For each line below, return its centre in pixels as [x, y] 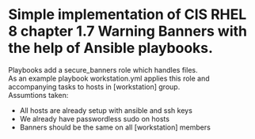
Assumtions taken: [38, 95]
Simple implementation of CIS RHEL [127, 15]
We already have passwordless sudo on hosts [95, 118]
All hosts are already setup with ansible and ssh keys [106, 110]
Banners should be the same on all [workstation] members [115, 127]
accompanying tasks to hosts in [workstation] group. [94, 86]
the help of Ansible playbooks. [111, 48]
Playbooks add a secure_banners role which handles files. [103, 69]
